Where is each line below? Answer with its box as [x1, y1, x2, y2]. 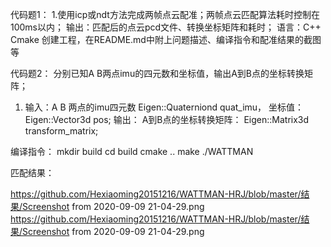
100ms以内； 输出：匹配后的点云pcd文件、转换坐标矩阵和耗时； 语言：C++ [10, 21, 322, 33]
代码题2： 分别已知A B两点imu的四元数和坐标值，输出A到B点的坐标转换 [10, 68, 305, 79]
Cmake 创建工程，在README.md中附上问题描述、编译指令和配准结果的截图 [10, 34, 322, 45]
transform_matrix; [24, 125, 99, 137]
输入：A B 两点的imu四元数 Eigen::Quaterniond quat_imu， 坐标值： [24, 101, 305, 113]
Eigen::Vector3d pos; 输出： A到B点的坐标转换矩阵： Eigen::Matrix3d [24, 114, 310, 125]
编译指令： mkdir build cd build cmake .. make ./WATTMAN [10, 146, 254, 157]
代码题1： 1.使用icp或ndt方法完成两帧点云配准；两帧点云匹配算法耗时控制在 [10, 9, 320, 20]
